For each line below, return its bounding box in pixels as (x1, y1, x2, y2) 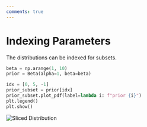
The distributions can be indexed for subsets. (6, 54, 117, 61)
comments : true (6, 8, 44, 15)
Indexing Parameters (6, 34, 111, 47)
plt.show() (6, 103, 33, 110)
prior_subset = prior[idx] (6, 87, 73, 93)
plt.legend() (6, 98, 39, 104)
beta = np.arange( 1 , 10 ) (6, 65, 68, 71)
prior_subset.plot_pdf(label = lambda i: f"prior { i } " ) (6, 93, 142, 99)
